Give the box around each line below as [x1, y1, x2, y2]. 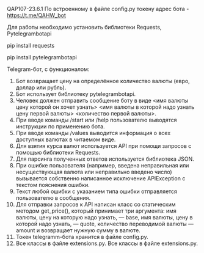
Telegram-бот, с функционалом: [7, 65, 90, 73]
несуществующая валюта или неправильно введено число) [15, 168, 173, 175]
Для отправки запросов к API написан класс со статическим [15, 201, 176, 208]
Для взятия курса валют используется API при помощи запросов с [15, 142, 192, 149]
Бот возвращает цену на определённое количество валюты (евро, [15, 78, 190, 84]
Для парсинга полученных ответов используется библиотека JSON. [15, 155, 194, 163]
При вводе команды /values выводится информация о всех [15, 130, 171, 136]
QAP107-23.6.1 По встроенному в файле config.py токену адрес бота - [7, 5, 189, 12]
